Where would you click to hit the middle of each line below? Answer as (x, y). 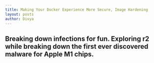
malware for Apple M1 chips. (50, 54)
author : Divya (20, 19)
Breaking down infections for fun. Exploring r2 (77, 39)
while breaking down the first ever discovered (77, 47)
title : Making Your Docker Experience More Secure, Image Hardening (77, 10)
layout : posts (20, 14)
